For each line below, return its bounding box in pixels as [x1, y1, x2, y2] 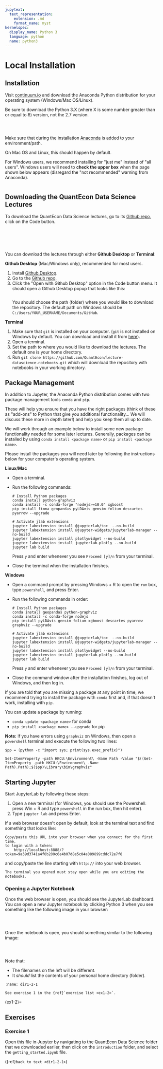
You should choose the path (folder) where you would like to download [12, 299, 154, 305]
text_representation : [9, 12, 53, 17]
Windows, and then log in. [12, 680, 65, 686]
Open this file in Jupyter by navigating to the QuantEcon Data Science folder [5, 1039, 158, 1045]
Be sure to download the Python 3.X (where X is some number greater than [5, 107, 155, 112]
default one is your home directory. [12, 349, 82, 355]
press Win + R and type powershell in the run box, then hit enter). [12, 806, 143, 811]
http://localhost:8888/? [14, 848, 64, 852]
